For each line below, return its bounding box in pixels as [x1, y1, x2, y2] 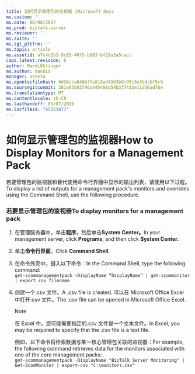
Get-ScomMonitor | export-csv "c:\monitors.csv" [14, 362, 135, 368]
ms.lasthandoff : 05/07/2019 [6, 101, 75, 107]
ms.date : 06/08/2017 [6, 19, 57, 25]
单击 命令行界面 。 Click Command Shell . [14, 247, 110, 254]
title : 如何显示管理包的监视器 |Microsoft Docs [6, 8, 114, 15]
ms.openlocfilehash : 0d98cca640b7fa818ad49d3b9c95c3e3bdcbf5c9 [6, 79, 163, 85]
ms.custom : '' [6, 14, 41, 20]
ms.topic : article [6, 47, 51, 53]
